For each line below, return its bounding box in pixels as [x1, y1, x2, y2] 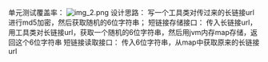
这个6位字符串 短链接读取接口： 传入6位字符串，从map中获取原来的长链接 [14, 37, 260, 47]
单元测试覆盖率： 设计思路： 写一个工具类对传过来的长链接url [8, 8, 254, 17]
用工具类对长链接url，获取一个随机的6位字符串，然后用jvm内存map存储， [8, 28, 251, 37]
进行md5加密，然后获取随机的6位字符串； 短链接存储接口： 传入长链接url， [8, 17, 258, 27]
